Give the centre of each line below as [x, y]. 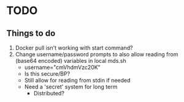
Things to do [31, 33]
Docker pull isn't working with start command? [74, 48]
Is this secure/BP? [47, 74]
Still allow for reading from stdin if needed [77, 80]
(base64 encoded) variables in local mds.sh [71, 61]
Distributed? [49, 93]
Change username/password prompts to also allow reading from [97, 54]
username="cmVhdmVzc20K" [63, 67]
